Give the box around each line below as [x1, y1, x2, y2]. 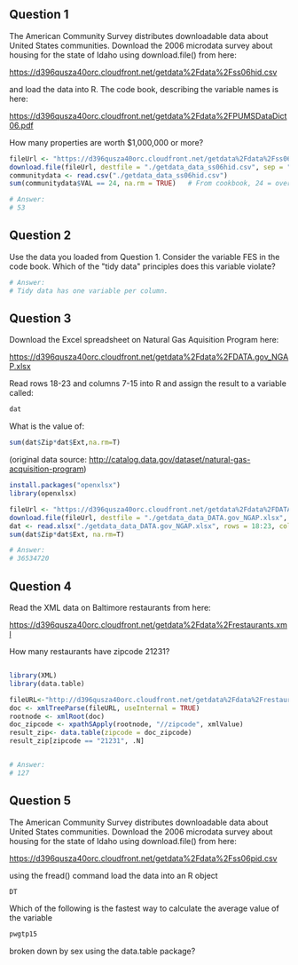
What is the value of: [9, 421, 85, 431]
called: [9, 388, 34, 399]
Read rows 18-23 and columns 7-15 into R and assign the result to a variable [9, 378, 286, 389]
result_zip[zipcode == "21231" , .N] [9, 737, 145, 746]
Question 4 [9, 579, 73, 594]
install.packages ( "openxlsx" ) [9, 481, 122, 490]
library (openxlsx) [9, 489, 77, 498]
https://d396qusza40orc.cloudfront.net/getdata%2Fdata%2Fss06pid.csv [9, 852, 278, 864]
